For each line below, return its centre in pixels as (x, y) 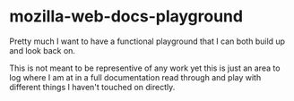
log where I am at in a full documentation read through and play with (135, 77)
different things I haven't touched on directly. (92, 87)
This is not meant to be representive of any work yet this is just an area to (145, 68)
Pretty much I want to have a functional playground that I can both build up (147, 41)
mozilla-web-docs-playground (126, 17)
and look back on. (43, 50)
